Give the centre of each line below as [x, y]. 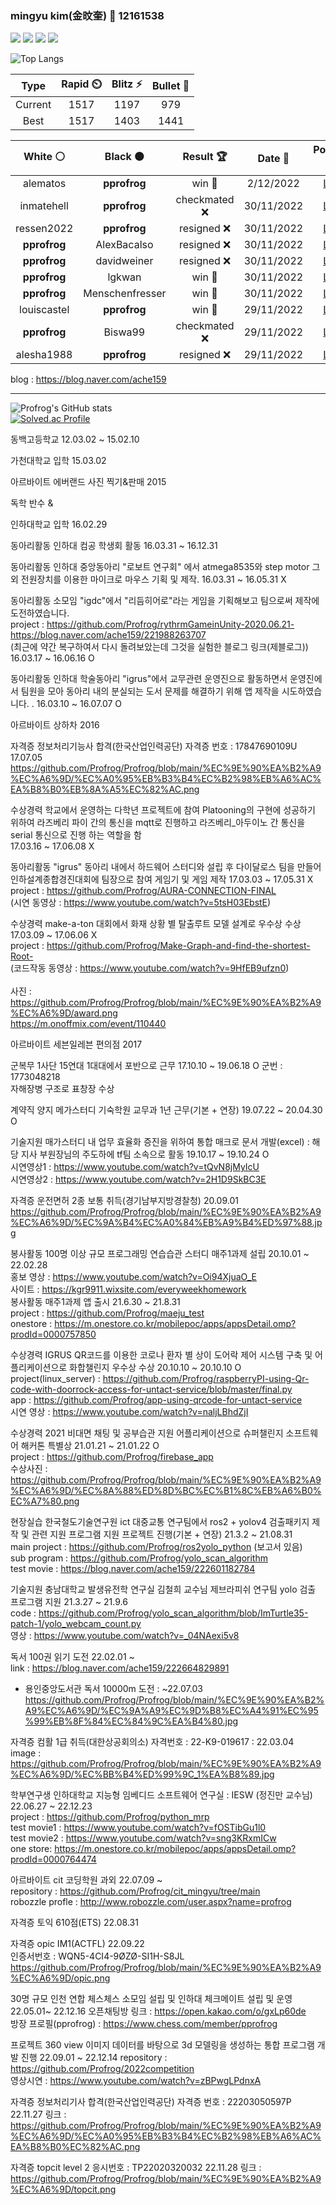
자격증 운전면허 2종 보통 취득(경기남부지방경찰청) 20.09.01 [124, 1201]
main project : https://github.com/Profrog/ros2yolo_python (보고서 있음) [156, 1547]
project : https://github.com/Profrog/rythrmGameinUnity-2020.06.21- [152, 624]
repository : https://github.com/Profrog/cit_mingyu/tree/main [135, 1891]
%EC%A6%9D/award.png [64, 1013]
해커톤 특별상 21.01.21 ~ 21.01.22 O [90, 1446]
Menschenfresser [125, 294]
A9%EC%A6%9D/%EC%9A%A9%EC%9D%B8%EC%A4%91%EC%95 [171, 1711]
